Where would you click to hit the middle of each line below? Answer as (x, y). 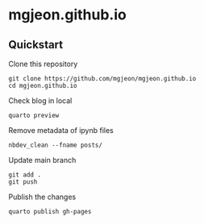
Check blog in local (40, 101)
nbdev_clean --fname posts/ (56, 145)
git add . (25, 175)
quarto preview (34, 115)
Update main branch (42, 160)
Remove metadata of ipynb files (61, 130)
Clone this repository (43, 64)
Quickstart (36, 45)
